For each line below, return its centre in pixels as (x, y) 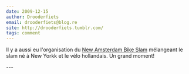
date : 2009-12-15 (27, 11)
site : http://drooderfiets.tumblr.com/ (55, 28)
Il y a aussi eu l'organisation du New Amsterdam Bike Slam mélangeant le (95, 50)
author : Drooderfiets (33, 17)
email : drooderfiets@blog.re (42, 22)
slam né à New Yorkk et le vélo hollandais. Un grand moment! (80, 56)
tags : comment (23, 33)
